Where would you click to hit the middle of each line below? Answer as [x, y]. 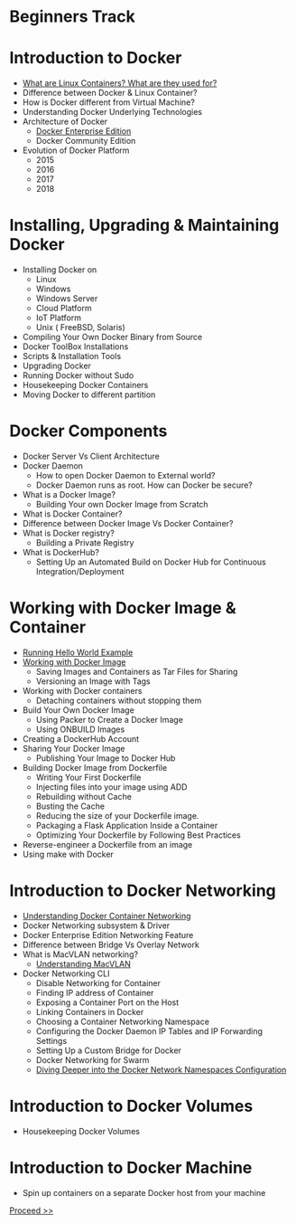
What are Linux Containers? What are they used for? [120, 83]
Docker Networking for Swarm [92, 1059]
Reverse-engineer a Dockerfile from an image [107, 844]
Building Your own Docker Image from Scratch [122, 504]
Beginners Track [72, 17]
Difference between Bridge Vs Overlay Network [111, 944]
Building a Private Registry [85, 543]
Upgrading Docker [57, 366]
